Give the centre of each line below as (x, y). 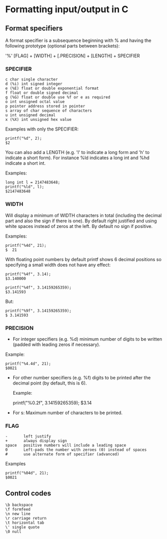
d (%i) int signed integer (34, 84)
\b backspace (19, 505)
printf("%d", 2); (24, 139)
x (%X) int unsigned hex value (38, 120)
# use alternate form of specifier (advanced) (62, 454)
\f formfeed (18, 509)
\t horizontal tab (25, 523)
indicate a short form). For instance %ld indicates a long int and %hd (77, 158)
